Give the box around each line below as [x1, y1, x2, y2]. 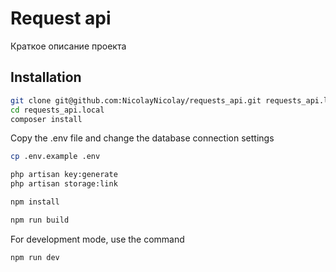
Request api [10, 7, 112, 30]
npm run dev [10, 252, 60, 262]
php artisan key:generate [10, 170, 118, 180]
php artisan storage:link [10, 179, 118, 189]
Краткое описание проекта [10, 40, 127, 52]
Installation [10, 69, 82, 86]
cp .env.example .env [10, 152, 101, 162]
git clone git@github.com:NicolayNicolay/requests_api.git [10, 95, 262, 106]
